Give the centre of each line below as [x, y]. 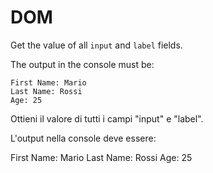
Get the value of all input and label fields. [96, 45]
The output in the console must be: [82, 64]
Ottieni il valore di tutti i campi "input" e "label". [107, 118]
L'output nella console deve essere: [83, 138]
